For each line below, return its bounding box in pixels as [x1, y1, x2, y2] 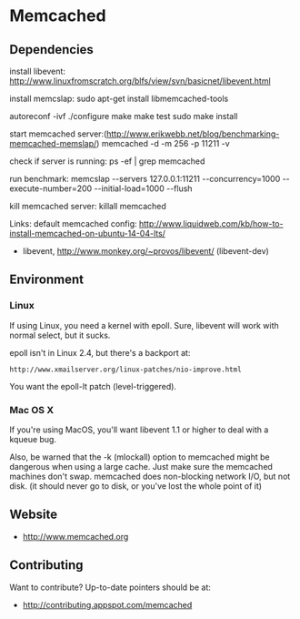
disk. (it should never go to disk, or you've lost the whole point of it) [9, 480, 262, 492]
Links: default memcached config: [9, 218, 138, 228]
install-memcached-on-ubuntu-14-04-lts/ [9, 228, 166, 238]
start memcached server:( [9, 128, 107, 139]
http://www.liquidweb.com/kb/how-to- [139, 218, 284, 228]
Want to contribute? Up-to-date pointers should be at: [9, 582, 212, 593]
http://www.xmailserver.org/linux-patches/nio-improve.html [9, 365, 243, 374]
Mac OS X [9, 403, 55, 416]
